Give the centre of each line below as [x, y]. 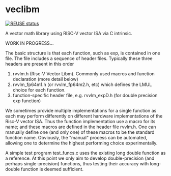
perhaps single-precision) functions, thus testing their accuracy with [77, 163]
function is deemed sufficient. [52, 169]
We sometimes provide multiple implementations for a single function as [81, 110]
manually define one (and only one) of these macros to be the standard [80, 132]
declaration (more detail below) [46, 79]
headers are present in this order [40, 64]
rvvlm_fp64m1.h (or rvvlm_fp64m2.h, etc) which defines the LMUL [82, 84]
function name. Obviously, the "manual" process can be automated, [76, 137]
